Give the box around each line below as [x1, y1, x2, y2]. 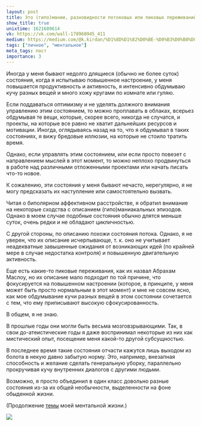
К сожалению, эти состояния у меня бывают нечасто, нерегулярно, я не [6, 181, 193, 188]
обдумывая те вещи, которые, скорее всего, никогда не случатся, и [6, 113, 181, 121]
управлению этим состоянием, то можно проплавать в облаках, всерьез [6, 107, 194, 114]
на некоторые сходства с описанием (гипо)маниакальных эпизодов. [6, 205, 182, 213]
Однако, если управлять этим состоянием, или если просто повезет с [6, 151, 187, 158]
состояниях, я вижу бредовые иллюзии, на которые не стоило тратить [6, 133, 187, 140]
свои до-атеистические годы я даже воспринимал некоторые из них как [6, 328, 193, 336]
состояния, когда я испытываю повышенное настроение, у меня [6, 76, 172, 83]
